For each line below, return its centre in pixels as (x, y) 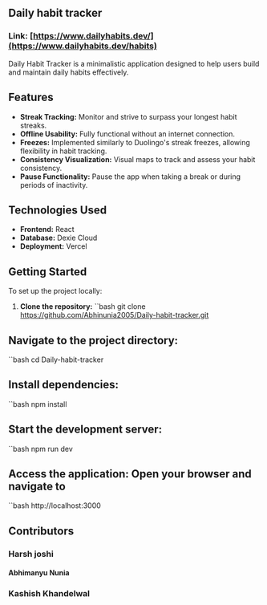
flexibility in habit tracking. (63, 151)
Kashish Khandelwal (49, 594)
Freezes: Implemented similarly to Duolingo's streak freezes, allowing (135, 142)
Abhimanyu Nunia (39, 573)
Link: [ (21, 36)
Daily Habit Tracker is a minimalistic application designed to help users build (134, 63)
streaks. (33, 125)
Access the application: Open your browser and (130, 474)
